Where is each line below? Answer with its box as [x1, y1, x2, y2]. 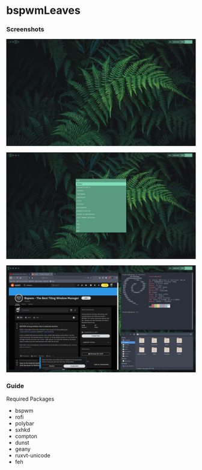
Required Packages [6, 395, 55, 403]
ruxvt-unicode [14, 452, 50, 459]
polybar [14, 420, 34, 427]
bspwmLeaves [6, 4, 81, 17]
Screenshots [6, 25, 44, 34]
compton [14, 433, 38, 440]
